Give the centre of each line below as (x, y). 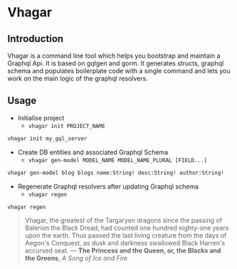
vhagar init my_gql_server (47, 138)
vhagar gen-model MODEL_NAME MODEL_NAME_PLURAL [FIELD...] (118, 160)
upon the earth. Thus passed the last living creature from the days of (126, 236)
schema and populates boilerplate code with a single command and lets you (119, 71)
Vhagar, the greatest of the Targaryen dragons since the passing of (123, 221)
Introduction (36, 39)
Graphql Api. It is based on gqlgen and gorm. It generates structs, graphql (116, 63)
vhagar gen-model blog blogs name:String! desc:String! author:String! (116, 173)
